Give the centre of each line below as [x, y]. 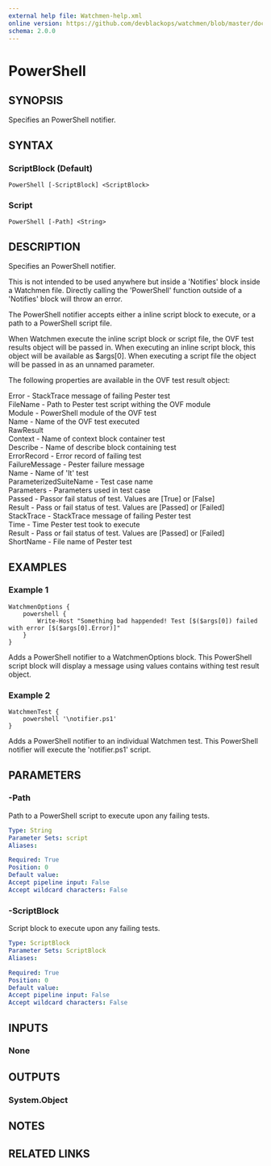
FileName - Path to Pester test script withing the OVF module [110, 405]
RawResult [26, 430]
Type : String [30, 830]
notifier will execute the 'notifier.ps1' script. [80, 750]
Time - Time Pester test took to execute [74, 525]
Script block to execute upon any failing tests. [84, 929]
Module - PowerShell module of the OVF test [83, 413]
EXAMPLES [38, 567]
